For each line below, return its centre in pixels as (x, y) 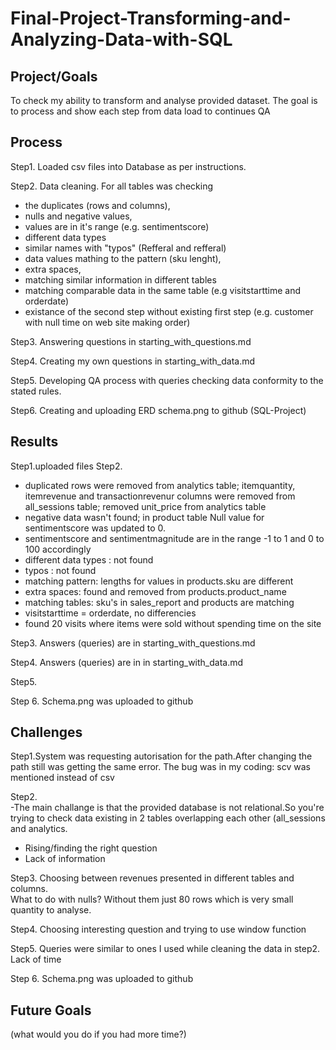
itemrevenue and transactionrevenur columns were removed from (160, 496)
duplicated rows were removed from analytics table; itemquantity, (160, 485)
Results (34, 442)
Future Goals (51, 1010)
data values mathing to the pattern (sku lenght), (123, 258)
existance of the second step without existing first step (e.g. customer (169, 311)
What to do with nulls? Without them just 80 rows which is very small (152, 899)
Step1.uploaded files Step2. (66, 466)
